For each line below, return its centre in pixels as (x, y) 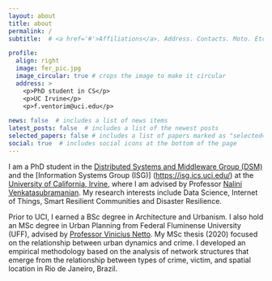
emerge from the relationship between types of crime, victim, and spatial (130, 260)
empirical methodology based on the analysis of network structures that (129, 251)
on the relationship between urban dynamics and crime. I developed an (127, 242)
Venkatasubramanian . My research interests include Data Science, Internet (133, 192)
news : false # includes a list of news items (88, 121)
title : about (30, 24)
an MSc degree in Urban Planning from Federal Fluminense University (125, 225)
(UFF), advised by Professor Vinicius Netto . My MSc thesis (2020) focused (133, 234)
